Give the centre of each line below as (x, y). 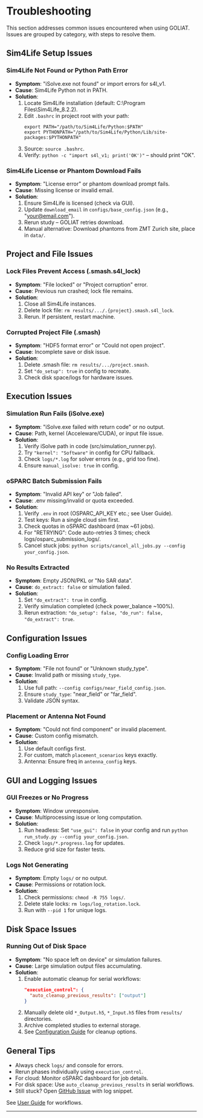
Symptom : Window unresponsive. (57, 811)
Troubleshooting (49, 11)
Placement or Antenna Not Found (56, 716)
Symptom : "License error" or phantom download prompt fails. (92, 184)
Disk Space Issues (41, 929)
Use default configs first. (55, 749)
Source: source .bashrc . (54, 149)
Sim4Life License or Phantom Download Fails (74, 170)
